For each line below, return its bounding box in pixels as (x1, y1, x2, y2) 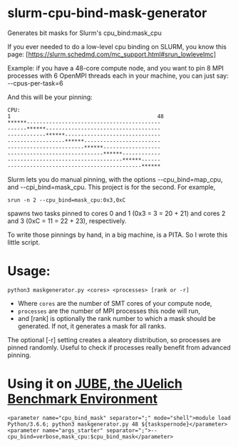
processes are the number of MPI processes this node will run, (17, 307, 201, 315)
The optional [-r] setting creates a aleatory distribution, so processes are (7, 335, 221, 344)
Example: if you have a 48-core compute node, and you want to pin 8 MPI (7, 63, 224, 72)
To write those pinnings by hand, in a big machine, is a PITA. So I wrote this (7, 230, 228, 239)
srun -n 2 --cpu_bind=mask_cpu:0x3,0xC (7, 196, 126, 204)
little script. (7, 237, 41, 247)
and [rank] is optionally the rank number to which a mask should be (17, 314, 216, 322)
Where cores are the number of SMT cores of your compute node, (17, 299, 212, 307)
